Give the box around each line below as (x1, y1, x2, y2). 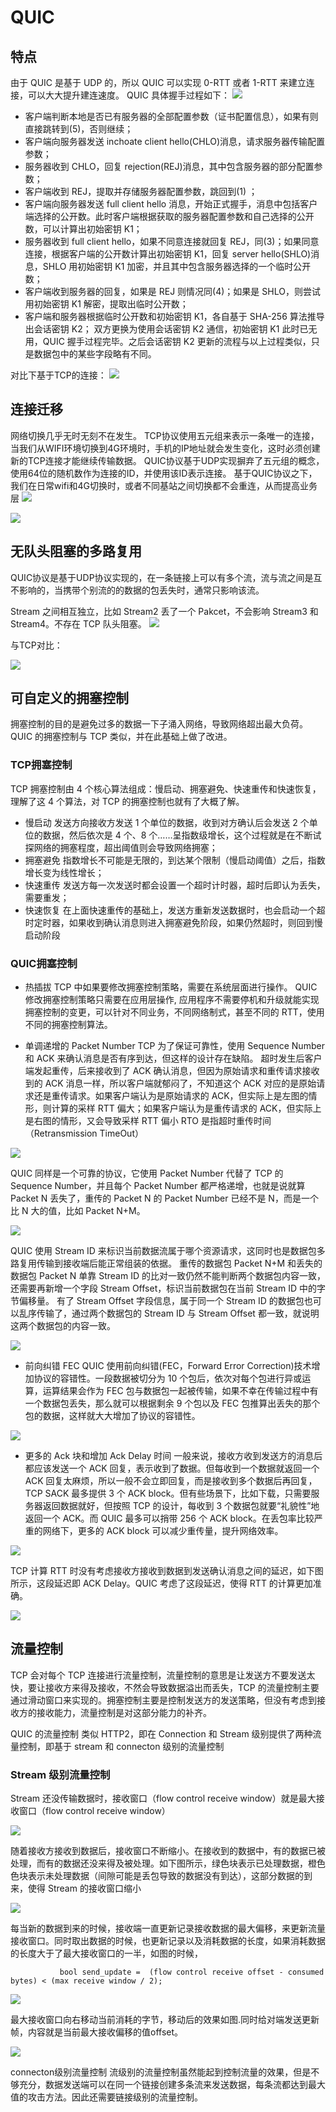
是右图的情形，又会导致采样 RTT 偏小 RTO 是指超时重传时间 (24, 1115, 272, 1127)
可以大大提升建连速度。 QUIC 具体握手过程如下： (27, 89, 230, 101)
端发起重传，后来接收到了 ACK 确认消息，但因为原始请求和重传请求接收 (24, 1065, 320, 1077)
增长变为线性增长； (24, 866, 105, 878)
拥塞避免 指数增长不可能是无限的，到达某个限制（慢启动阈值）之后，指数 (24, 854, 326, 866)
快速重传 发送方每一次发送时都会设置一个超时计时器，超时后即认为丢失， (24, 879, 326, 891)
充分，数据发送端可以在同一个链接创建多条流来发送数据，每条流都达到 (18, 2079, 308, 2091)
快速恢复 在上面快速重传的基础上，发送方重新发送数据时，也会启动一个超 (24, 904, 326, 916)
